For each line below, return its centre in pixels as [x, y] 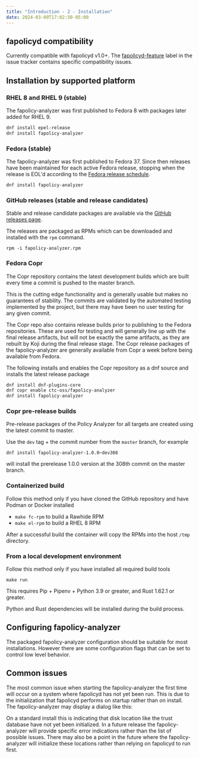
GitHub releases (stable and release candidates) [77, 200]
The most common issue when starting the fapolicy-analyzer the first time [97, 687]
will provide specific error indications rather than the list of [100, 731]
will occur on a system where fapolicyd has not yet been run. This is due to [98, 694]
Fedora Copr [25, 264]
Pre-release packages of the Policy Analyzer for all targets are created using [100, 424]
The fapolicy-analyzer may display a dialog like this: [70, 706]
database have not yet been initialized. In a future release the [81, 724]
